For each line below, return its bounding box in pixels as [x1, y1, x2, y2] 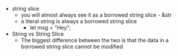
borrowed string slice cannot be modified [20, 43, 123, 50]
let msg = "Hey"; [29, 24, 71, 31]
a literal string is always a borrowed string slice [20, 18, 137, 24]
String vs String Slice [11, 30, 64, 38]
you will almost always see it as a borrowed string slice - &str [20, 11, 172, 18]
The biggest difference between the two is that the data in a [20, 37, 169, 43]
